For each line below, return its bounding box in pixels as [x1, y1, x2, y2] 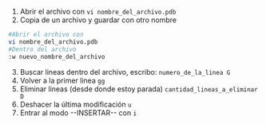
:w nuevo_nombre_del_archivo [8, 52, 105, 60]
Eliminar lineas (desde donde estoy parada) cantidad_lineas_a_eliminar [19, 83, 258, 94]
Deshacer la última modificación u [19, 99, 132, 109]
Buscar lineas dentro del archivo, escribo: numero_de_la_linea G [19, 67, 231, 76]
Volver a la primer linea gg [19, 76, 105, 85]
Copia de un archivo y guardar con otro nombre [19, 15, 177, 25]
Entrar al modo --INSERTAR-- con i [19, 107, 137, 118]
